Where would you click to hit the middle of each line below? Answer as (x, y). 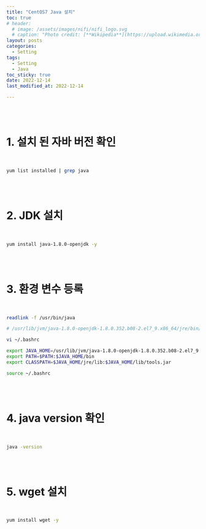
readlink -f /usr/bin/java (41, 318)
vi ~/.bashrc (23, 340)
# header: (19, 23)
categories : (21, 47)
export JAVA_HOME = (30, 351)
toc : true (19, 18)
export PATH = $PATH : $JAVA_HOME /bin (51, 357)
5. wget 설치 (37, 492)
